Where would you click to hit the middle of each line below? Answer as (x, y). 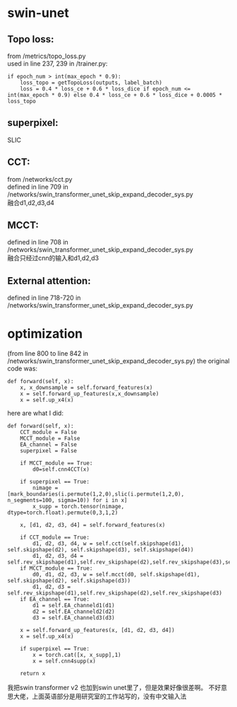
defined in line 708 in (38, 243)
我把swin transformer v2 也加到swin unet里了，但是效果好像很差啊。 (107, 688)
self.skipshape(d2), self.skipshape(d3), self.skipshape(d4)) (101, 550)
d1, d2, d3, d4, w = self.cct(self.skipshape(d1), (109, 544)
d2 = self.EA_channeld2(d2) (74, 612)
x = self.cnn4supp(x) (65, 661)
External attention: (49, 281)
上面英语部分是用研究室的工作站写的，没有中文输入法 (109, 696)
